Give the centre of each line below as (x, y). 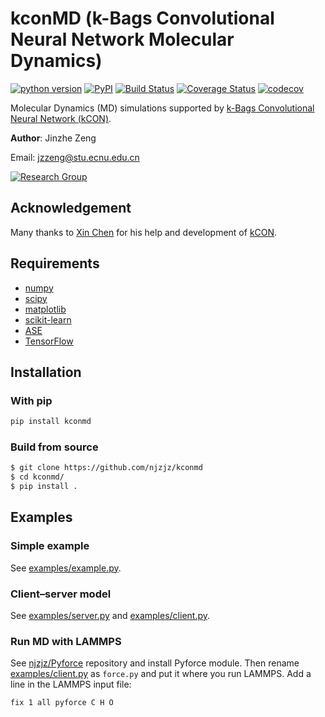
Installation (46, 372)
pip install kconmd (51, 422)
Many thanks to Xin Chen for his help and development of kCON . (144, 232)
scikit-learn (48, 319)
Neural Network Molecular (122, 39)
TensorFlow (49, 341)
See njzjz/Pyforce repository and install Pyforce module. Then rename (155, 663)
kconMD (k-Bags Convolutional (142, 18)
